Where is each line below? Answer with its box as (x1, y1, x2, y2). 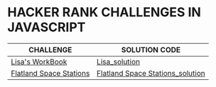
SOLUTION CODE (121, 45, 181, 54)
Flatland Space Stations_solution (97, 68, 205, 78)
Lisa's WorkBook (11, 57, 67, 66)
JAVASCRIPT (7, 19, 86, 35)
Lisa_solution (97, 57, 141, 66)
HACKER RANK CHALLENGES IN (7, 4, 201, 21)
